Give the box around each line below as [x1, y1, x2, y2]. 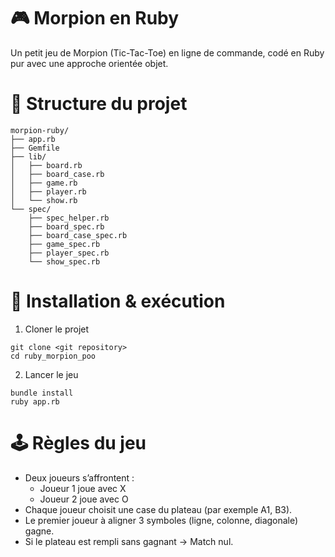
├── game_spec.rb [28, 239, 101, 249]
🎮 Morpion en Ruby [10, 7, 180, 30]
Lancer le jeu [24, 368, 79, 380]
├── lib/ [10, 151, 47, 162]
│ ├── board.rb [10, 160, 83, 170]
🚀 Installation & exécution [10, 290, 226, 313]
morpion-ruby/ [10, 125, 70, 135]
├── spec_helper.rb [28, 213, 110, 223]
